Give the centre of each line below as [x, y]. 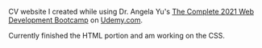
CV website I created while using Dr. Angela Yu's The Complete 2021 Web [131, 12]
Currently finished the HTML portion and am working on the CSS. [117, 36]
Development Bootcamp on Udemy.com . [76, 20]
